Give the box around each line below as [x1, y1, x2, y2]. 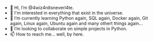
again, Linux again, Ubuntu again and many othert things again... [9, 20, 143, 26]
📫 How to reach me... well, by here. [9, 31, 84, 37]
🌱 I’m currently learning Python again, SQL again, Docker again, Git [9, 15, 148, 21]
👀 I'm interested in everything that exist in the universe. [9, 10, 124, 16]
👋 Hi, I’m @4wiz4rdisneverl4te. [9, 5, 74, 10]
